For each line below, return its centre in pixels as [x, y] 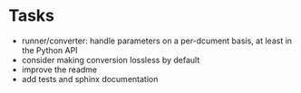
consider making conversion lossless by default [111, 60]
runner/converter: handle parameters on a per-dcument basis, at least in [156, 41]
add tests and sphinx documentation [90, 79]
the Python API [49, 50]
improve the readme [59, 70]
